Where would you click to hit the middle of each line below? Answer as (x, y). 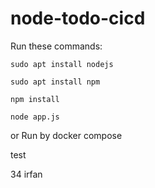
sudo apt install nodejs (62, 64)
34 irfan (26, 174)
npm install (35, 99)
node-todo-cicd (78, 18)
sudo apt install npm (55, 82)
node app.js (35, 117)
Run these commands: (56, 46)
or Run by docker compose (66, 135)
